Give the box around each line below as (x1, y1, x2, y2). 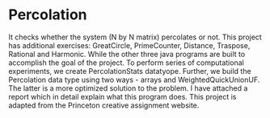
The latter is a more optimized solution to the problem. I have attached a (8, 83, 248, 93)
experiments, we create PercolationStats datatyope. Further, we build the (8, 66, 252, 75)
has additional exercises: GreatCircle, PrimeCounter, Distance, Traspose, (8, 40, 251, 50)
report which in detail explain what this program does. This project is (8, 92, 237, 101)
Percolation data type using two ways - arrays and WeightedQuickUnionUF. (8, 75, 260, 84)
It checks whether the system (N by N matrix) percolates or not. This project (8, 32, 263, 42)
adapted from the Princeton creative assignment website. (8, 100, 200, 110)
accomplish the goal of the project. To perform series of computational (8, 58, 244, 67)
